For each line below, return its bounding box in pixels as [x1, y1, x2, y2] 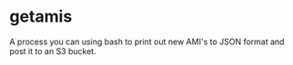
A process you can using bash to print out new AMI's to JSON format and [9, 36, 285, 47]
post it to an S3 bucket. [9, 45, 97, 56]
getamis [9, 6, 73, 27]
